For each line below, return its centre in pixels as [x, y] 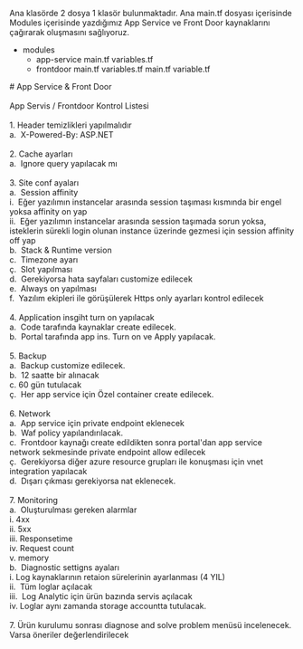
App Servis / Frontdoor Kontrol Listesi [79, 106]
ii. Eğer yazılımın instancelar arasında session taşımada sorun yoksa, [138, 221]
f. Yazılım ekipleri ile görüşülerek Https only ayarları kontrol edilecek [137, 298]
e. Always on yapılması [53, 288]
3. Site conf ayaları [44, 183]
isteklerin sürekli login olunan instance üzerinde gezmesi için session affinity [152, 231]
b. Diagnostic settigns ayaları [65, 568]
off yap [23, 240]
